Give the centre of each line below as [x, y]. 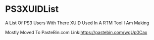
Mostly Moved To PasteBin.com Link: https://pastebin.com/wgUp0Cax [76, 32]
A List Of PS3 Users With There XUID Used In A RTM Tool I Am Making [77, 23]
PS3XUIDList [32, 9]
